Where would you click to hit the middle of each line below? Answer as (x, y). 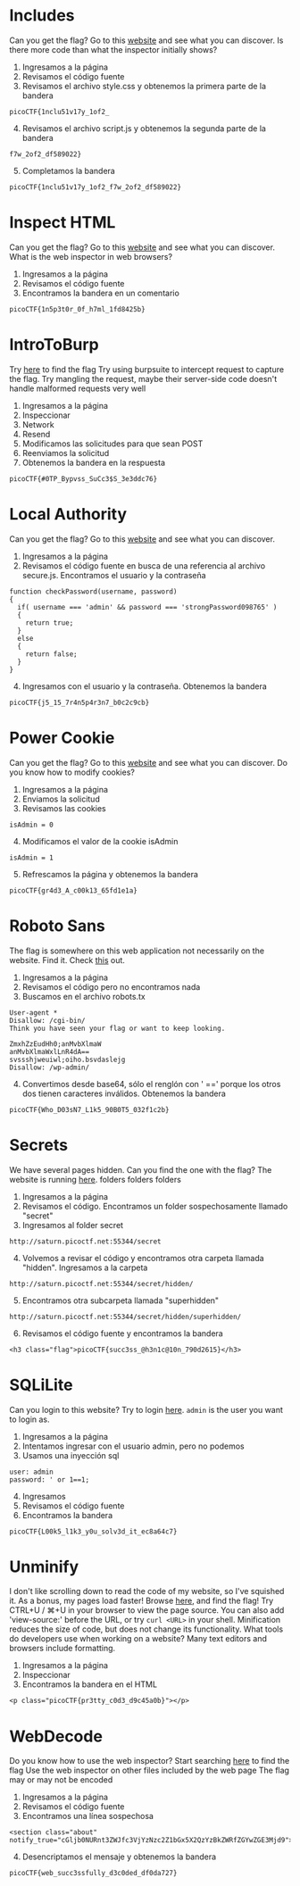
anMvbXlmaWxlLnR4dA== (50, 1051)
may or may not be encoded (61, 1780)
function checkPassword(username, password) (93, 591)
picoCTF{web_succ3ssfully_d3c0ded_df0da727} (93, 1874)
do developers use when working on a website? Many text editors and (138, 1639)
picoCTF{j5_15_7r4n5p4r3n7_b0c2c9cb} (79, 702)
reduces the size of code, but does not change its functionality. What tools (146, 1629)
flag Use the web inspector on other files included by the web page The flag (150, 1770)
